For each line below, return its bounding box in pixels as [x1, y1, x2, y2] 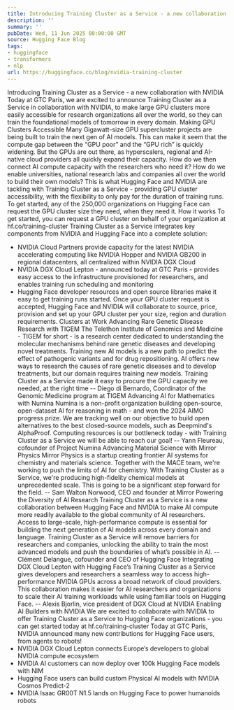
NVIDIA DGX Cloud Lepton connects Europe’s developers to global [17, 644, 210, 653]
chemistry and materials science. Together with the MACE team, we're [17, 458, 220, 467]
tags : [7, 43, 23, 50]
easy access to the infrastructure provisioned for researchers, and [17, 272, 209, 281]
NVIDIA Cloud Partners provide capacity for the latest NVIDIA [17, 243, 194, 251]
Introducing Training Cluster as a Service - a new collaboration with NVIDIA [7, 88, 224, 97]
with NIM [17, 666, 44, 675]
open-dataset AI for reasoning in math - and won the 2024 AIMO [17, 406, 204, 415]
